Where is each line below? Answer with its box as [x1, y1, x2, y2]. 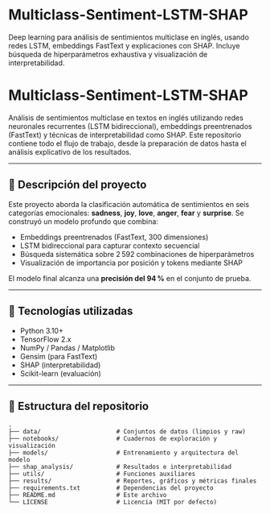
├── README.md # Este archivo [8, 491, 167, 499]
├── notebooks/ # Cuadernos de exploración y [8, 435, 218, 443]
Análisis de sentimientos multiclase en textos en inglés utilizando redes [8, 113, 243, 122]
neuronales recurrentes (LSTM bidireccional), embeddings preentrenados [8, 121, 252, 131]
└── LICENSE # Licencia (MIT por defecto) [8, 498, 218, 507]
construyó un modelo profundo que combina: [8, 216, 159, 226]
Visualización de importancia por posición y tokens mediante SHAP [19, 258, 243, 267]
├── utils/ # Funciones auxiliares [8, 470, 196, 479]
